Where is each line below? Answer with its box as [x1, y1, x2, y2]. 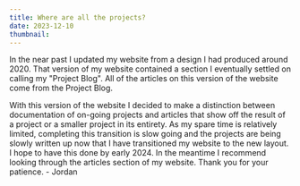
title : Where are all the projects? [9, 13, 146, 22]
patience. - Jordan [9, 166, 78, 177]
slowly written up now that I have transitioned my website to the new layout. [9, 138, 289, 148]
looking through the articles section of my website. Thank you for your [9, 157, 269, 168]
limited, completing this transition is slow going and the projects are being [9, 129, 282, 139]
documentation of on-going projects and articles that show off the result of [9, 109, 287, 121]
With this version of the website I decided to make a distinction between [9, 100, 276, 111]
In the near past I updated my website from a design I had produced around [9, 55, 288, 65]
